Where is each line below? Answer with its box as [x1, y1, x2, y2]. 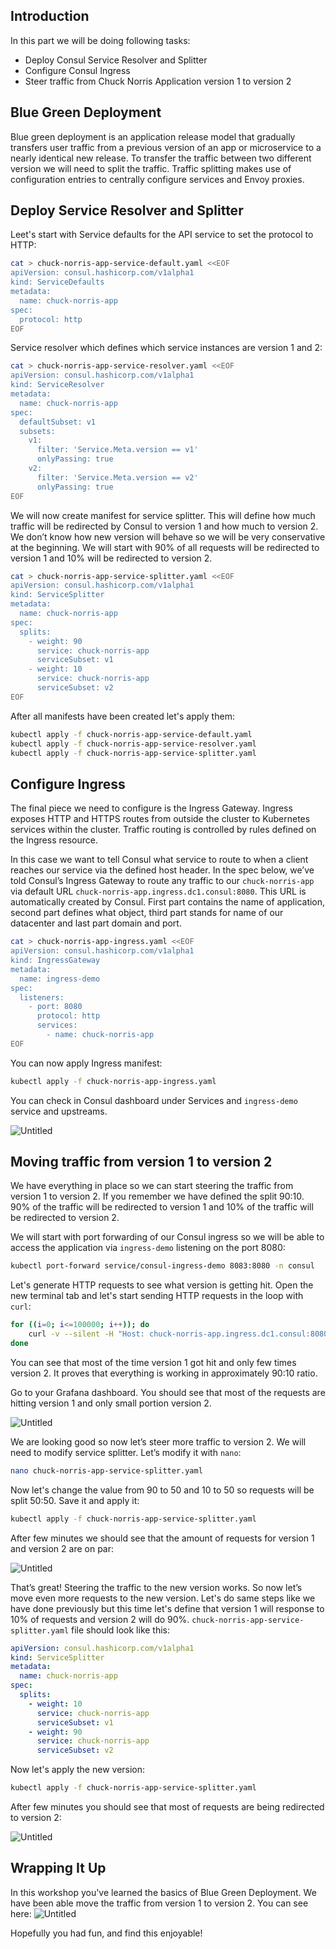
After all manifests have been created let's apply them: [10, 710, 235, 722]
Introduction [10, 8, 90, 25]
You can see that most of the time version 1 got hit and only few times [10, 1356, 297, 1368]
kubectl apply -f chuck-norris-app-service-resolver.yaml [10, 739, 257, 749]
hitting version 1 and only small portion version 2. [10, 1397, 212, 1409]
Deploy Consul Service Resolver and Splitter [24, 54, 208, 66]
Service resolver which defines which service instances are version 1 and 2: [10, 342, 323, 354]
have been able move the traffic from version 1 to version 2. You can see [10, 1897, 309, 1909]
